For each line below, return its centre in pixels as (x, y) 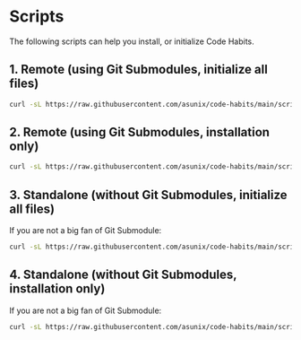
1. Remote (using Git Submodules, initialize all (139, 70)
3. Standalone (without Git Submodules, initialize (149, 195)
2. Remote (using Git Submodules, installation (140, 132)
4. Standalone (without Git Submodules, (123, 275)
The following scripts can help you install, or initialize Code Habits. (132, 41)
